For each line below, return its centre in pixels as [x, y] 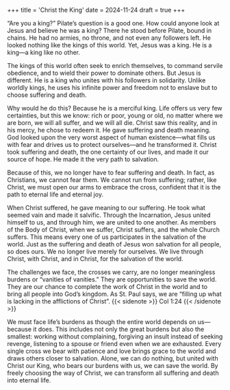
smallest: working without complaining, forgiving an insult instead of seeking [115, 336]
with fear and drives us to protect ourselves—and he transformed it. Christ [112, 145]
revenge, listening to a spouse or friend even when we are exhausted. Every [114, 344]
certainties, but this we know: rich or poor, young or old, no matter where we [115, 115]
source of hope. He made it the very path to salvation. [83, 159]
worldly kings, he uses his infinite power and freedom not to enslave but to [112, 88]
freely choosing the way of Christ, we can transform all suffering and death [113, 373]
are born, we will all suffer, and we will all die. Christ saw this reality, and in [112, 123]
